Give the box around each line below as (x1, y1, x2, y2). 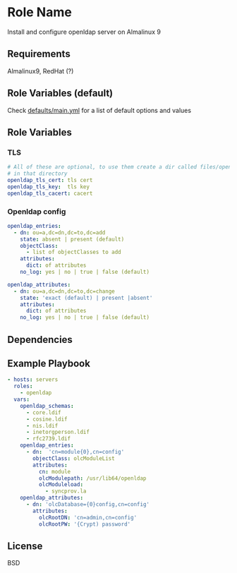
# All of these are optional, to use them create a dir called (7, 164, 197, 171)
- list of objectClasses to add (25, 248, 121, 256)
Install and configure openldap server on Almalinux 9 (7, 28, 161, 36)
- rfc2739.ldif (25, 435, 71, 442)
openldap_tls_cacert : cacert (7, 190, 93, 197)
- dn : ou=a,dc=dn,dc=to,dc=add (13, 229, 106, 236)
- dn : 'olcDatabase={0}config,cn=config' (25, 501, 150, 508)
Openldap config (7, 206, 66, 216)
